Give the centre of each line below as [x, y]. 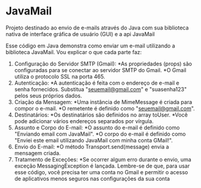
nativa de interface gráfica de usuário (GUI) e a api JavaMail [80, 34]
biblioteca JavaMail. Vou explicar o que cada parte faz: [74, 52]
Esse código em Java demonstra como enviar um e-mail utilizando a [91, 46]
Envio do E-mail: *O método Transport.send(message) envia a [91, 147]
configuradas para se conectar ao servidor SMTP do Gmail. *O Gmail [100, 70]
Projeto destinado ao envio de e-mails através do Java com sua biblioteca [97, 28]
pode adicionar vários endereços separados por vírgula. [84, 121]
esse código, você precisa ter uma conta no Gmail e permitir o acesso [101, 172]
